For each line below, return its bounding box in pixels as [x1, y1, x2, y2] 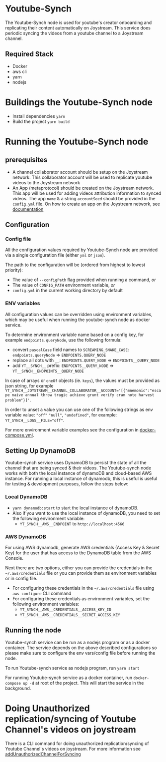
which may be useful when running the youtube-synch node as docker [5, 317, 151, 323]
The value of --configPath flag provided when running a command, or [12, 277, 156, 283]
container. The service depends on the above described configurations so [5, 645, 157, 651]
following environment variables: [12, 601, 80, 607]
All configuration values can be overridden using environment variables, [5, 311, 153, 317]
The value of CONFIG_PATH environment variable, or [12, 282, 115, 288]
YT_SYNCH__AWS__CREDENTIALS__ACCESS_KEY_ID [19, 607, 112, 612]
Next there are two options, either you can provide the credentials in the [5, 565, 153, 571]
